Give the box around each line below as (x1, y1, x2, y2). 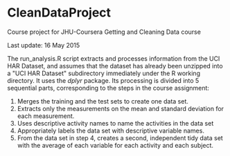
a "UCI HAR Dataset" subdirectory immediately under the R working (7, 69, 201, 77)
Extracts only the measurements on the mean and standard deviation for (17, 104, 224, 113)
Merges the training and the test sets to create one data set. (17, 97, 188, 105)
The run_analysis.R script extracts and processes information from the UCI (7, 54, 220, 63)
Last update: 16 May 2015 (7, 41, 80, 49)
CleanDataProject (7, 5, 112, 21)
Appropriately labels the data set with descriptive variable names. (17, 126, 204, 135)
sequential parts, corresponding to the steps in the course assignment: (7, 84, 210, 92)
